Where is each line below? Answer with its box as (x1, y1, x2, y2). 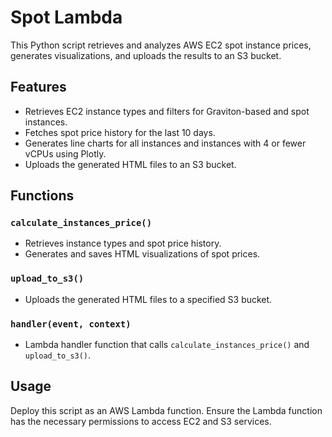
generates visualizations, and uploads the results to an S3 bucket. (10, 49, 282, 61)
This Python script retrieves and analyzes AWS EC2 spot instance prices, (10, 39, 312, 51)
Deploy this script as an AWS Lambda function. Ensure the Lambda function (10, 404, 323, 416)
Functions (10, 187, 75, 205)
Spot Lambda (10, 6, 123, 29)
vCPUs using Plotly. (24, 147, 107, 160)
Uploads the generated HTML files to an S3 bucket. (24, 158, 237, 170)
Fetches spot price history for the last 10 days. (24, 126, 216, 138)
